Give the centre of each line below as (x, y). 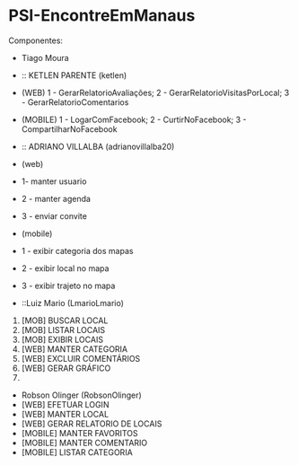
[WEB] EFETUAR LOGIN (65, 404)
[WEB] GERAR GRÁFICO (66, 368)
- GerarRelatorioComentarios (75, 102)
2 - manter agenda (56, 198)
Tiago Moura (45, 57)
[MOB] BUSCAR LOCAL (65, 320)
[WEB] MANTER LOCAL (65, 414)
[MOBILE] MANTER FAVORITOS (79, 433)
